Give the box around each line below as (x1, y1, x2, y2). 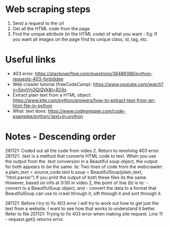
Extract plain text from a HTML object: (12, 92, 92, 98)
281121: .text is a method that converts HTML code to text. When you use (5, 153, 156, 159)
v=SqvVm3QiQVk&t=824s (12, 87, 67, 93)
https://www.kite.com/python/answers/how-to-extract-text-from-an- (12, 97, 156, 103)
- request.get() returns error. (5, 216, 64, 222)
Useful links (5, 54, 56, 65)
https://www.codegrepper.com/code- (47, 108, 126, 114)
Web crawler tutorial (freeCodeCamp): (12, 81, 92, 87)
